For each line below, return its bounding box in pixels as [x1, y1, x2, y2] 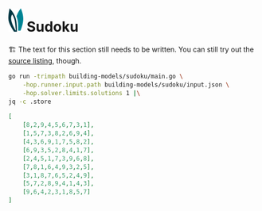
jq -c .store [8, 98, 52, 105]
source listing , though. [8, 56, 82, 65]
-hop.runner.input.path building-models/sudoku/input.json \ [22, 80, 229, 89]
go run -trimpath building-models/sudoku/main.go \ [8, 72, 183, 80]
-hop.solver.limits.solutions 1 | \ [22, 89, 141, 97]
